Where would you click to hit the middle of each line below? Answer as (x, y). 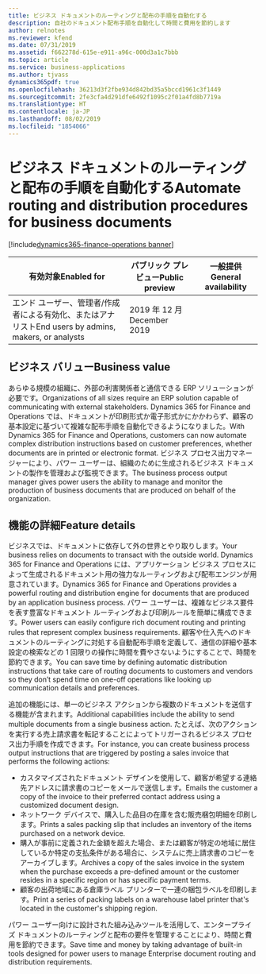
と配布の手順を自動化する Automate (125, 188)
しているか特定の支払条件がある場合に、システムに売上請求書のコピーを (137, 853)
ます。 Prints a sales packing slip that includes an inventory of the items (135, 825)
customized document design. (69, 805)
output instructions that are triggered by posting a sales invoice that (119, 753)
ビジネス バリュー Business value (89, 367)
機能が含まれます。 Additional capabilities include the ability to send (125, 714)
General (226, 276)
